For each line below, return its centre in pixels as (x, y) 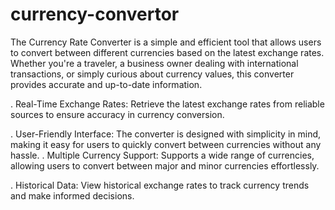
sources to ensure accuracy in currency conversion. (117, 114)
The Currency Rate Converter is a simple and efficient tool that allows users (166, 42)
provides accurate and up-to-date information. (106, 84)
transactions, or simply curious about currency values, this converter (152, 74)
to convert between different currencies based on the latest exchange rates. (167, 52)
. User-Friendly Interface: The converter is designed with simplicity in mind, (166, 134)
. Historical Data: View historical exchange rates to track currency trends (160, 185)
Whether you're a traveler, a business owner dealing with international (154, 63)
